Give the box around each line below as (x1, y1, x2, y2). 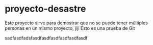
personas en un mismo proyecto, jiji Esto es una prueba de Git (5, 25, 135, 31)
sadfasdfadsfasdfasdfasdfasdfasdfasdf (5, 35, 88, 41)
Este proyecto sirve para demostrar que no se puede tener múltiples (5, 20, 148, 26)
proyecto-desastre (5, 3, 86, 15)
